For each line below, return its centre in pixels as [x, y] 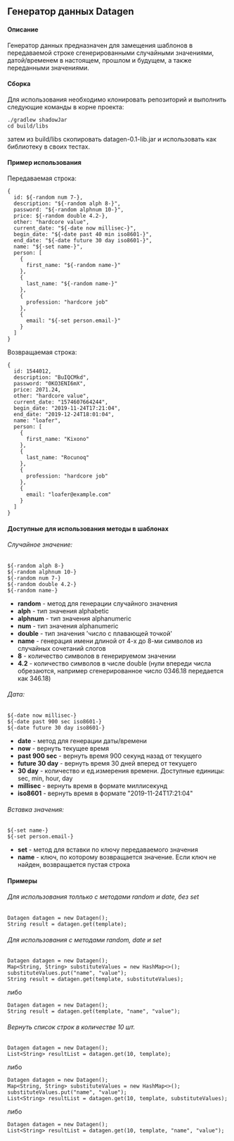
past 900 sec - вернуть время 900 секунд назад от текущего [110, 756]
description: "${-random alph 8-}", [67, 204]
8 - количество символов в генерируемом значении [97, 656]
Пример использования [45, 163]
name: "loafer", [37, 420]
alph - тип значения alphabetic [63, 611]
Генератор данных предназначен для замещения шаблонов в [100, 45]
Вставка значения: [36, 809]
